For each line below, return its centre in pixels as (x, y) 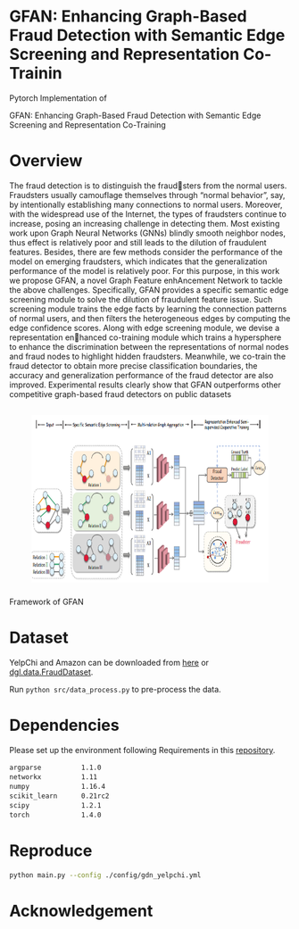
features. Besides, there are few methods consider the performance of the (146, 252)
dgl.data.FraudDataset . (51, 672)
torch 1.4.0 (55, 815)
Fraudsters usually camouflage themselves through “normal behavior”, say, (147, 195)
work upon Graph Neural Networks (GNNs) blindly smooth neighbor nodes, (148, 233)
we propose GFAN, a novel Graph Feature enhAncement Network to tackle (146, 280)
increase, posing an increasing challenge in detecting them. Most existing (145, 223)
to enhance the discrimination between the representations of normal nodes (149, 346)
